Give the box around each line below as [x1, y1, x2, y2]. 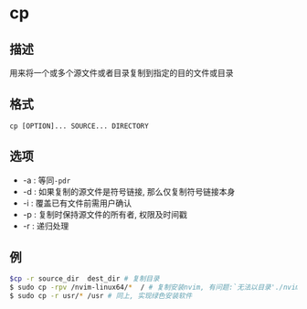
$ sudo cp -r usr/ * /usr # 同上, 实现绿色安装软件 [9, 292, 193, 301]
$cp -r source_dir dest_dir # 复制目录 [9, 274, 160, 283]
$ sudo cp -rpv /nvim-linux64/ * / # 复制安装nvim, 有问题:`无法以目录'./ [9, 282, 284, 293]
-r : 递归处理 [22, 220, 69, 231]
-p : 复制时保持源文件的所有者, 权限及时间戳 [22, 208, 187, 219]
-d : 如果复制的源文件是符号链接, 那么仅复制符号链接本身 [22, 186, 236, 197]
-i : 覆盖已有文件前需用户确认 [22, 197, 132, 208]
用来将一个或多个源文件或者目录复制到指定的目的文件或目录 [9, 68, 234, 78]
